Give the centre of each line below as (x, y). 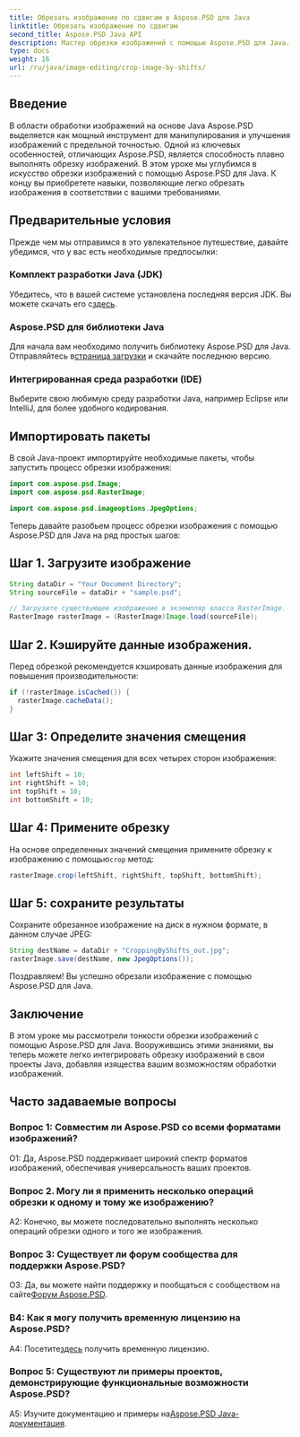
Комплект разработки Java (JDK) (86, 274)
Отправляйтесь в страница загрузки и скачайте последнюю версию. (141, 356)
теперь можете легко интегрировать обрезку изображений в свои (137, 1054)
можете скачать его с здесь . (64, 303)
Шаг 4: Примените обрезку (90, 828)
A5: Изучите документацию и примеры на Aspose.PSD (113, 1414)
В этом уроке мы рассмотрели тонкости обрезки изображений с (134, 1035)
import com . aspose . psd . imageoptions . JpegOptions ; (104, 508)
